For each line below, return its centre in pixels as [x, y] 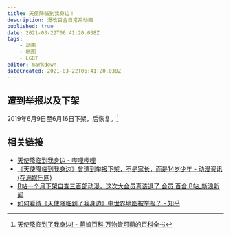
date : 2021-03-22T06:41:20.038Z [53, 33]
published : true [30, 26]
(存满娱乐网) [35, 177]
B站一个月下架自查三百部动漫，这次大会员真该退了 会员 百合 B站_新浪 [115, 186]
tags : [15, 39]
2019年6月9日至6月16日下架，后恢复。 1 [63, 118]
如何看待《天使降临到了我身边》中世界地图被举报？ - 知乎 [99, 203]
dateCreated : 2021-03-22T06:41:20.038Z [64, 71]
